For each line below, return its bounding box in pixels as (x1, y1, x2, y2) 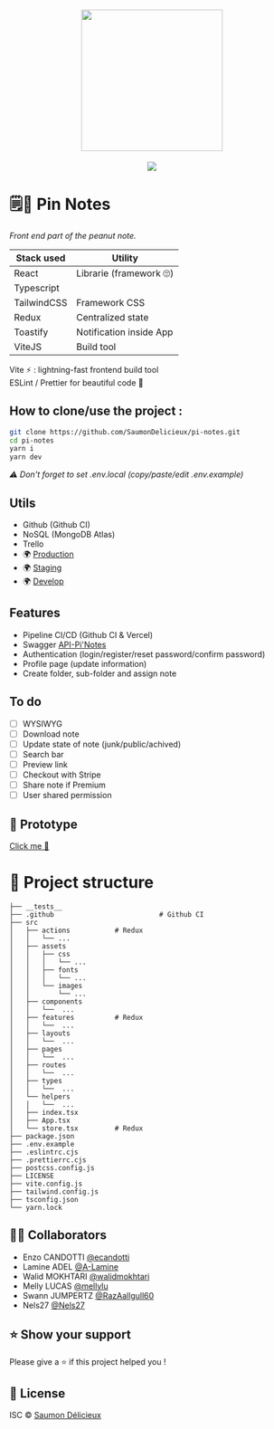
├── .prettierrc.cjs (9, 1155, 88, 1165)
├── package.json (9, 1131, 75, 1140)
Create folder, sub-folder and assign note (22, 668, 177, 679)
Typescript (14, 281, 61, 294)
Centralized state (76, 310, 149, 323)
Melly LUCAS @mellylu (22, 1281, 109, 1291)
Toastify (14, 326, 49, 338)
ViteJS (14, 340, 43, 353)
